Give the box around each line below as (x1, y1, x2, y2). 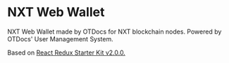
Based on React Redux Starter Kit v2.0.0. (7, 48, 125, 57)
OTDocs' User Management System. (7, 34, 114, 43)
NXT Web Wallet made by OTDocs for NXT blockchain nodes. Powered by (7, 27, 222, 36)
